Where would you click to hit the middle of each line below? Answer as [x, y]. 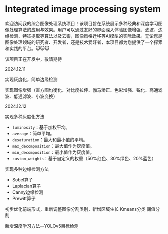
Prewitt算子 [24, 198]
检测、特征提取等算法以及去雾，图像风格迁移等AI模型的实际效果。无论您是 [86, 36]
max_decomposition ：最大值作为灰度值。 [53, 146]
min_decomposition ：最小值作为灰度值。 [53, 152]
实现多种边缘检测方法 [27, 169]
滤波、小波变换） [40, 96]
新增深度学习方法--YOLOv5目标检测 [42, 226]
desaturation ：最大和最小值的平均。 [50, 140]
